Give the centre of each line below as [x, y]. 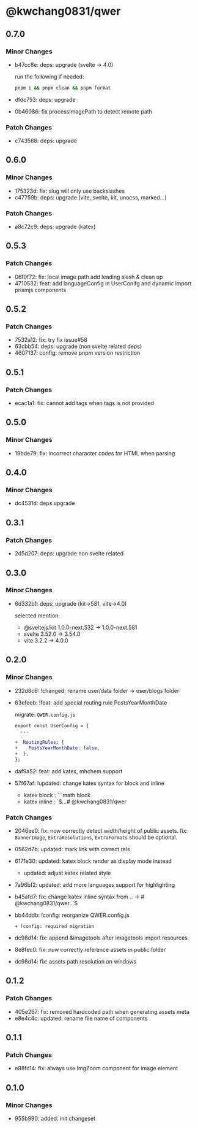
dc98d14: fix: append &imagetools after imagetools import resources [101, 938]
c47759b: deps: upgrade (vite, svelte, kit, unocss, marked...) [90, 197]
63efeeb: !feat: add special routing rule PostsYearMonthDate [91, 702]
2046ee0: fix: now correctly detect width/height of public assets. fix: [101, 831]
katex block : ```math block [57, 795]
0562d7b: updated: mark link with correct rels [72, 849]
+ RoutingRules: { [39, 743]
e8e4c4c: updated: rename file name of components [81, 1018]
